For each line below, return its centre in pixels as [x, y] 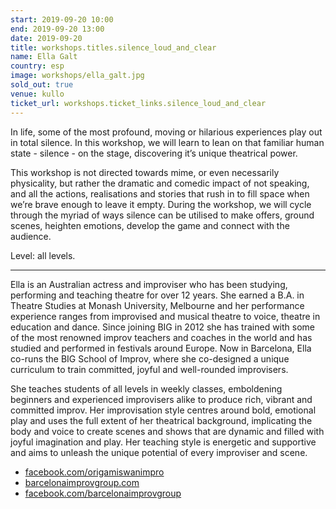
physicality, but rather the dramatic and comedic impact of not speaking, [160, 183]
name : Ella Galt [44, 57]
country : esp [37, 66]
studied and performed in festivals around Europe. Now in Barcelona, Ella [161, 348]
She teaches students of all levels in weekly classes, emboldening [146, 388]
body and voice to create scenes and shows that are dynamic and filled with [167, 431]
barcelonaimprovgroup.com [82, 482]
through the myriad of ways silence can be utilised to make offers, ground [162, 215]
